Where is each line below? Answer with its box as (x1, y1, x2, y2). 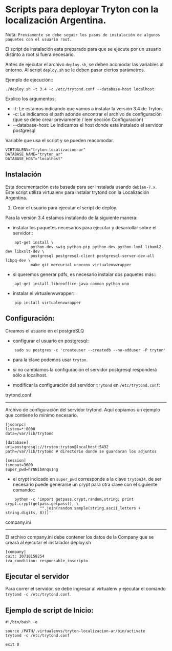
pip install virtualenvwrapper (14, 300, 81, 305)
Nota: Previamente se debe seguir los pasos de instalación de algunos (5, 31, 160, 37)
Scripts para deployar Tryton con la (5, 4, 159, 15)
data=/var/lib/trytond (5, 431, 54, 436)
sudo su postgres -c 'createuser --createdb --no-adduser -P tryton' (14, 347, 166, 352)
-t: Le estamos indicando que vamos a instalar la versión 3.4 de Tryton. (12, 105, 163, 111)
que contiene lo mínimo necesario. (5, 412, 78, 418)
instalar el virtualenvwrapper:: (12, 290, 76, 296)
